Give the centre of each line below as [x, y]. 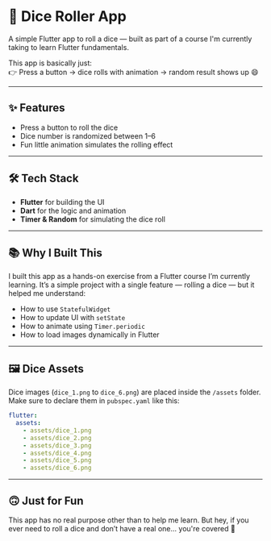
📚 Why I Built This [55, 253]
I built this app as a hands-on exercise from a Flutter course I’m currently [129, 277]
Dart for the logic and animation [73, 210]
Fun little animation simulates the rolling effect [96, 144]
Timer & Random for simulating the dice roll [92, 219]
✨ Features [37, 108]
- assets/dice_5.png [57, 460]
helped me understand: [47, 293]
